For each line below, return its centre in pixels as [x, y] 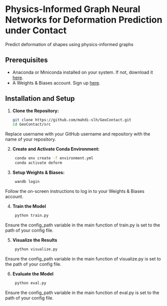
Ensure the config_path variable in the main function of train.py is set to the [83, 225]
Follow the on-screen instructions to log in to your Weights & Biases [75, 191]
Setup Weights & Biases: [38, 173]
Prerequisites [26, 60]
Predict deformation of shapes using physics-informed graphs [69, 44]
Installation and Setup [40, 99]
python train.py [32, 215]
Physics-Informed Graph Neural [73, 9]
